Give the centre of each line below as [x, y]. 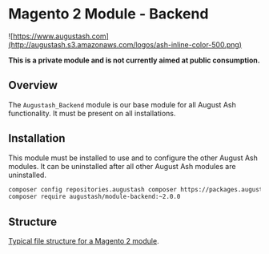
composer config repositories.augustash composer [93, 189]
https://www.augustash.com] [61, 36]
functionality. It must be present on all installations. [92, 113]
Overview [33, 85]
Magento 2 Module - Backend [108, 14]
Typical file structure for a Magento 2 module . [84, 241]
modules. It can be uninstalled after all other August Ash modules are [122, 166]
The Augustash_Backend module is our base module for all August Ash [122, 104]
